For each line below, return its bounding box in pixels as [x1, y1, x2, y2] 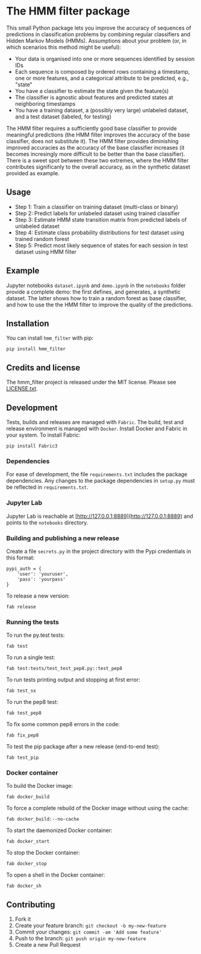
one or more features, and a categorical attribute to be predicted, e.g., [14, 74, 189, 82]
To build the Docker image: [6, 782, 73, 790]
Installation [6, 318, 49, 329]
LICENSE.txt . [6, 385, 38, 392]
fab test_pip [6, 755, 39, 761]
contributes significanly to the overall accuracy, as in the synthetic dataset [6, 163, 191, 170]
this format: [6, 554, 35, 561]
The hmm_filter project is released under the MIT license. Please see [6, 379, 176, 386]
